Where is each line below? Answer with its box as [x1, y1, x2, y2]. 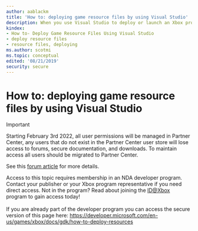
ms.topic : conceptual [6, 53, 60, 58]
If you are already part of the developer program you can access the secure [6, 206, 190, 213]
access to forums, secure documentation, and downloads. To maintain [6, 145, 177, 152]
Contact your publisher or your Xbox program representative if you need [6, 181, 182, 188]
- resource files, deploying [6, 42, 78, 48]
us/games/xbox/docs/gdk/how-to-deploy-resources [6, 218, 134, 225]
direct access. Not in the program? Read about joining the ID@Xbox [6, 187, 170, 194]
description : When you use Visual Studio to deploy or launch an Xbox [6, 19, 183, 25]
